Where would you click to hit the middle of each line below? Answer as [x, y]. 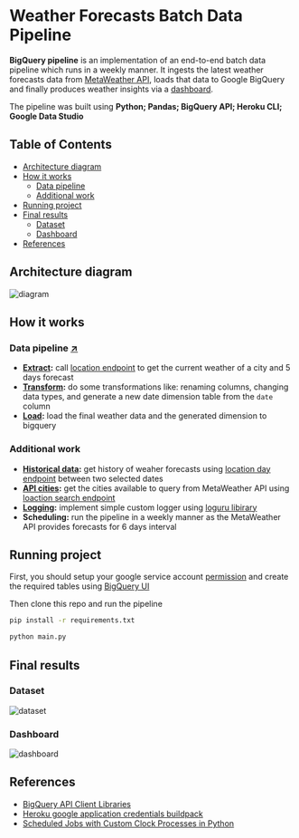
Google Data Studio [47, 116]
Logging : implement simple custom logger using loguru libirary [140, 507]
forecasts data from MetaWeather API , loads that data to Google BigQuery [147, 79]
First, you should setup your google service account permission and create [149, 577]
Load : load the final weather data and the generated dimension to [145, 416]
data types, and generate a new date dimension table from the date [148, 397]
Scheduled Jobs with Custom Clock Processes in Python [128, 823]
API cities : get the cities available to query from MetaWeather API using [156, 488]
